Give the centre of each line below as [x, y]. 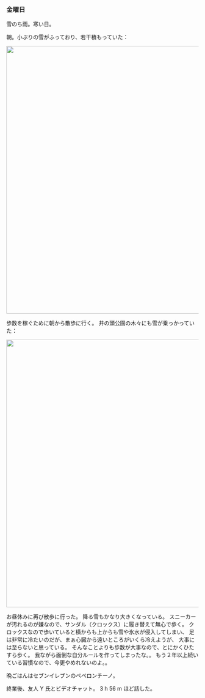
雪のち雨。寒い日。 [31, 24]
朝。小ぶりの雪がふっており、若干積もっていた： [67, 37]
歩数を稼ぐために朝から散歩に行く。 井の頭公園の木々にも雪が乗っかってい [101, 323]
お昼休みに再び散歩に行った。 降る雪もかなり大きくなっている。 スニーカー [101, 617]
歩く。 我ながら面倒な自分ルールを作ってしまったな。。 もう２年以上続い [108, 655]
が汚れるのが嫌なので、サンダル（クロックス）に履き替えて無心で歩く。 [97, 625]
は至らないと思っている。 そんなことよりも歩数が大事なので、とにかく [95, 647]
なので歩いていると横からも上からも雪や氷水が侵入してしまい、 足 [111, 632]
